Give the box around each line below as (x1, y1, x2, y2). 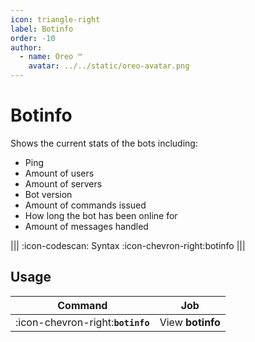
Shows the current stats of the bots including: (10, 137, 198, 149)
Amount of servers (24, 177, 103, 190)
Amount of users (24, 167, 95, 179)
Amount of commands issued (24, 199, 147, 211)
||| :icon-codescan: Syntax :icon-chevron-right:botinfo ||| (10, 239, 246, 251)
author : (10, 42, 43, 53)
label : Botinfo (10, 24, 74, 34)
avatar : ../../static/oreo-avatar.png (28, 61, 190, 71)
